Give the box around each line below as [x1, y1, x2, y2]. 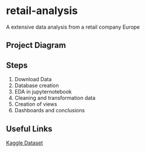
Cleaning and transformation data [14, 95, 96, 102]
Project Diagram [6, 40, 66, 50]
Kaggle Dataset [6, 139, 43, 146]
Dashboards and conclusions [14, 107, 85, 114]
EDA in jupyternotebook [14, 88, 72, 95]
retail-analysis [6, 4, 78, 18]
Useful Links [6, 124, 53, 134]
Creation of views [14, 101, 57, 108]
